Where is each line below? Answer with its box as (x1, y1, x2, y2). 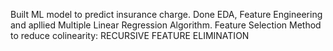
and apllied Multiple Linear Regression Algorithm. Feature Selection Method (10, 19, 322, 31)
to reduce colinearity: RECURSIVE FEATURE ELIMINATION (10, 30, 250, 41)
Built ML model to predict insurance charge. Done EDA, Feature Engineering (10, 9, 323, 20)
